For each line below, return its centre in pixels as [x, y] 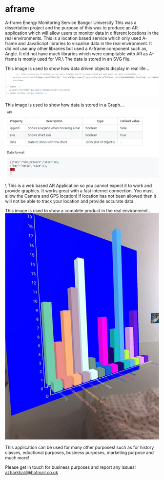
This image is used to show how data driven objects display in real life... [77, 68]
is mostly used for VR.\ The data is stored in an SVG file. [74, 59]
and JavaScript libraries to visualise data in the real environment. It [85, 43]
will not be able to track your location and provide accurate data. [70, 201]
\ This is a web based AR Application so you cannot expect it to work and [79, 185]
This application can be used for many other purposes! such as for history [80, 447]
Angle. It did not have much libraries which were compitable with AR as [76, 54]
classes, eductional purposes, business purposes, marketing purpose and [80, 452]
